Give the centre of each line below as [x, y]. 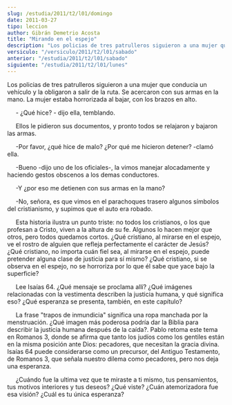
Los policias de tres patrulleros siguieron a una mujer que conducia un [107, 84]
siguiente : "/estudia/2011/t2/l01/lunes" [68, 65]
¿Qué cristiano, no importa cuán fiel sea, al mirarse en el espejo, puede [108, 251]
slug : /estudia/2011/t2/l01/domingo [60, 13]
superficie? [23, 273]
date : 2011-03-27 [32, 20]
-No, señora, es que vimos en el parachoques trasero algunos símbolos [117, 201]
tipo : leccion [28, 26]
